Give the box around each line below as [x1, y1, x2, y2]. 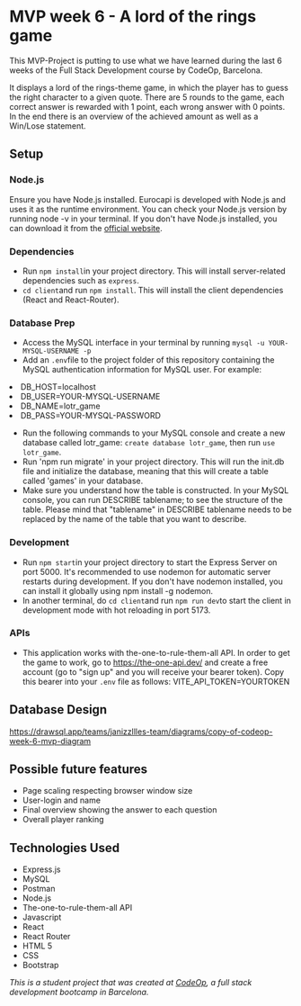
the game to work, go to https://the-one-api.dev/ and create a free [22, 657, 269, 668]
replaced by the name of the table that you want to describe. [22, 514, 247, 525]
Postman [22, 884, 56, 894]
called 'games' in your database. [22, 475, 144, 487]
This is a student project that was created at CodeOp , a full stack [9, 977, 252, 988]
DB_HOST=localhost [21, 382, 96, 392]
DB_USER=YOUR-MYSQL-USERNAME [21, 391, 161, 402]
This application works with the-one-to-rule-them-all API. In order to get [22, 647, 290, 658]
